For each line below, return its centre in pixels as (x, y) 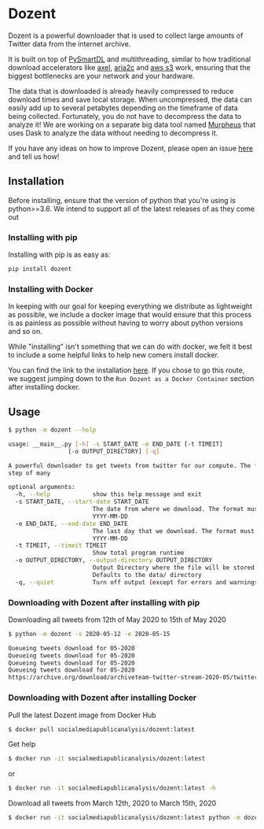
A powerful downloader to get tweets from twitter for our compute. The (130, 465)
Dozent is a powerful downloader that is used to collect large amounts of (126, 35)
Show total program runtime (138, 553)
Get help (22, 744)
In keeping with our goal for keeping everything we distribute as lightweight (130, 306)
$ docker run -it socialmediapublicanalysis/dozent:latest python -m (125, 818)
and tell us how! (34, 156)
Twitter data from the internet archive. (70, 43)
